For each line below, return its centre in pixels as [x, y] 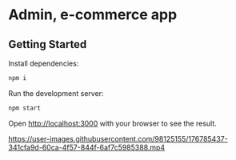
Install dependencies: [44, 63]
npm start [25, 108]
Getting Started [48, 44]
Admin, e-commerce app [93, 15]
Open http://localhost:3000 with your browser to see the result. [113, 123]
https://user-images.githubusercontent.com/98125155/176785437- [118, 138]
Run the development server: [56, 93]
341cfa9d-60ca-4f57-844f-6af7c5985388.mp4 [87, 147]
